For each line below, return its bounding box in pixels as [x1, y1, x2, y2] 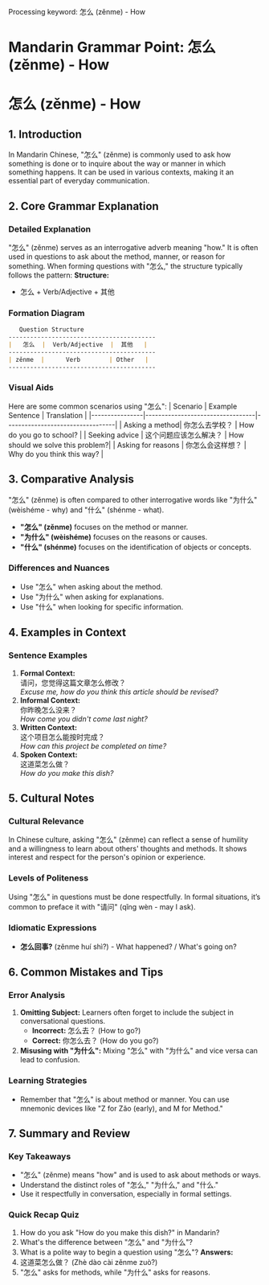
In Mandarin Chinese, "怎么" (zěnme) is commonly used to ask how [8, 150, 231, 159]
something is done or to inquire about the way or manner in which [8, 159, 226, 169]
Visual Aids [8, 382, 54, 393]
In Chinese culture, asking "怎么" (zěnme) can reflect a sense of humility [8, 835, 249, 844]
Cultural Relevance [8, 815, 84, 827]
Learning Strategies [8, 1075, 88, 1086]
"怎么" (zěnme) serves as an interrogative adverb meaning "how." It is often [8, 242, 259, 252]
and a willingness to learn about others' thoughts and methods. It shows [8, 844, 247, 854]
